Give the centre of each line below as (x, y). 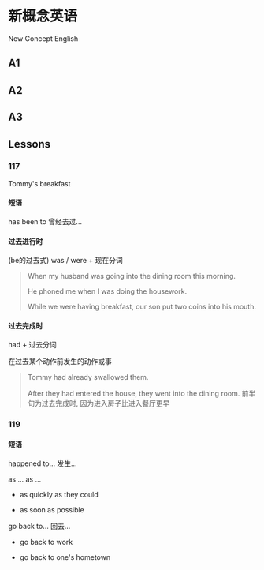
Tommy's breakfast (39, 183)
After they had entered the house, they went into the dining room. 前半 (141, 394)
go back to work (46, 542)
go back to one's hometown (65, 557)
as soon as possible (52, 509)
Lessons (30, 144)
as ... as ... (25, 479)
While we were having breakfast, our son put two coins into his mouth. (141, 307)
